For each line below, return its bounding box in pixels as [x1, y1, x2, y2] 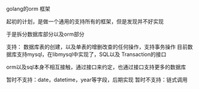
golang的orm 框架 [6, 5, 51, 12]
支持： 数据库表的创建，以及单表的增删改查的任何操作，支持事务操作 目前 [6, 44, 188, 50]
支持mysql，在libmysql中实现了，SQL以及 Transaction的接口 [16, 51, 167, 58]
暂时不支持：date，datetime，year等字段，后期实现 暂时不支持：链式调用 [6, 76, 188, 83]
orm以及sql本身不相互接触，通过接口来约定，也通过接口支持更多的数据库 [6, 63, 186, 70]
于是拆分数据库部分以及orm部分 [6, 30, 85, 38]
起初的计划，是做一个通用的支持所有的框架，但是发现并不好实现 [6, 18, 164, 25]
